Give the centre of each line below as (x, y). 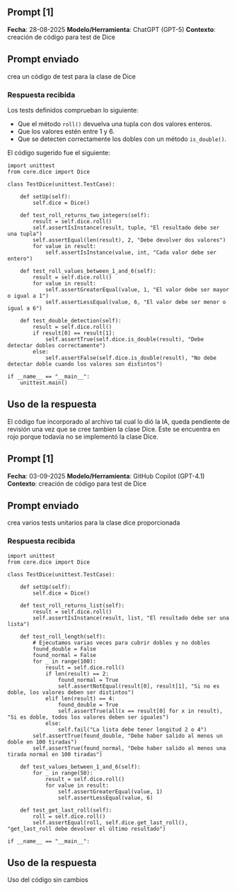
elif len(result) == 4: (80, 698)
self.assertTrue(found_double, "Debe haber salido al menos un (128, 736)
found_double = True (88, 705)
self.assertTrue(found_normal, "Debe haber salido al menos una (129, 748)
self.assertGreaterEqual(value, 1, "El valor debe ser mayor (137, 290)
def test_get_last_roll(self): (66, 810)
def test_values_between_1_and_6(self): (80, 767)
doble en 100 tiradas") (42, 742)
